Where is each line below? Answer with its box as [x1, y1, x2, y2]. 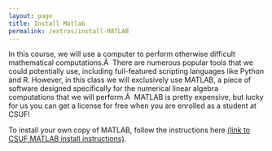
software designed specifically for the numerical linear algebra [8, 84, 219, 93]
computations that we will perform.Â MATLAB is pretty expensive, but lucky [8, 93, 264, 102]
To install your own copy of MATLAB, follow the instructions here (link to [8, 125, 251, 135]
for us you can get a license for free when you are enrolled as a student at [8, 101, 257, 110]
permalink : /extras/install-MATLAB [8, 27, 129, 35]
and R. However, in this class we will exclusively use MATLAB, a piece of [8, 75, 252, 85]
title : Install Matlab [8, 19, 86, 28]
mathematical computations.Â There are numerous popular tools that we [8, 58, 254, 67]
